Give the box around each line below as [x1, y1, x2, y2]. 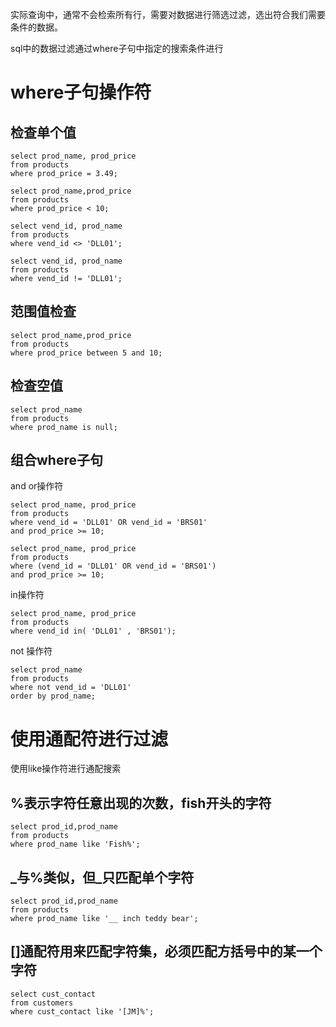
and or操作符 [10, 480, 64, 492]
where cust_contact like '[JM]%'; [10, 1006, 155, 1017]
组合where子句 [10, 452, 103, 469]
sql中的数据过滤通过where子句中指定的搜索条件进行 [10, 43, 224, 54]
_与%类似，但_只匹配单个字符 [10, 869, 195, 886]
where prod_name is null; [10, 422, 118, 432]
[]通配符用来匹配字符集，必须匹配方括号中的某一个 [10, 943, 323, 960]
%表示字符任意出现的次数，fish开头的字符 [10, 794, 272, 812]
